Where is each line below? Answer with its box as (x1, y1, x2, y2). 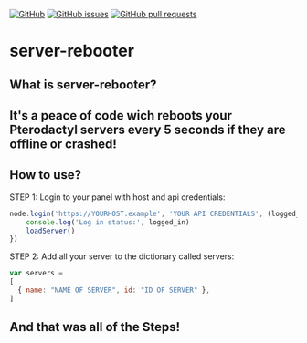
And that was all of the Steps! (9, 319, 181, 335)
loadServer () (26, 226, 76, 235)
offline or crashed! (9, 136, 117, 151)
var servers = (9, 269, 64, 278)
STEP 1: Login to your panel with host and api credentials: (9, 192, 226, 203)
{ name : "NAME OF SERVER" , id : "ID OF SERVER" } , (17, 286, 210, 296)
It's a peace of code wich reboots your (9, 108, 233, 123)
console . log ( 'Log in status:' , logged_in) (26, 217, 190, 227)
